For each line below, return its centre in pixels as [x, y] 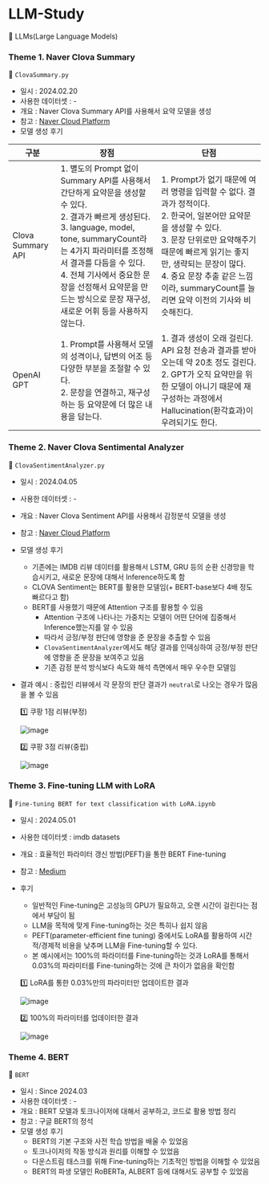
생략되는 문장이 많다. [209, 264]
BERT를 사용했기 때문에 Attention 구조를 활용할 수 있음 [118, 606]
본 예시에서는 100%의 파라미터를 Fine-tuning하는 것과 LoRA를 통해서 [141, 955]
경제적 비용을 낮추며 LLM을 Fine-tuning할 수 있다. [119, 945]
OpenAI [27, 375]
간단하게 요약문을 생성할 [103, 193]
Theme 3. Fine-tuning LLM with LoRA [82, 786]
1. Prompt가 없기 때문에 [204, 180]
